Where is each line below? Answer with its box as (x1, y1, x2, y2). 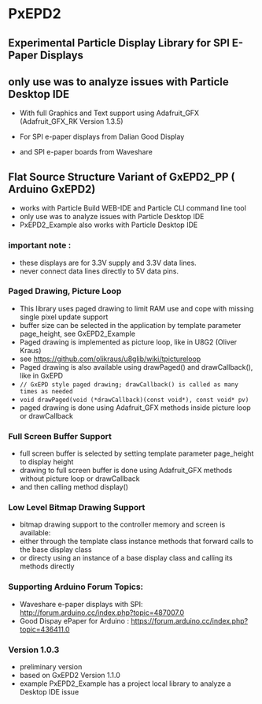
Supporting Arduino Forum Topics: (8, 581, 144, 592)
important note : (8, 240, 72, 251)
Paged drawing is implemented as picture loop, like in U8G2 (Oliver (19, 337, 238, 347)
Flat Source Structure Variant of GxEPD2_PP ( (8, 170, 235, 184)
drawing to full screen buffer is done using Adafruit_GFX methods (19, 466, 233, 475)
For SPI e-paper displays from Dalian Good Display (19, 132, 185, 142)
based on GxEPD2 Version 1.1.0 (19, 670, 120, 680)
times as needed (19, 387, 73, 395)
